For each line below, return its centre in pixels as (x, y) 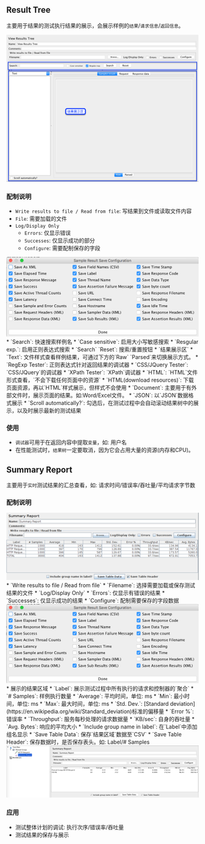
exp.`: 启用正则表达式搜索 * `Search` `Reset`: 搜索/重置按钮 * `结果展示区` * (100, 349)
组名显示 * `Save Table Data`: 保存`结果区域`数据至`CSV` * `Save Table (94, 734)
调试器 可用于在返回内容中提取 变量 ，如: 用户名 (71, 442)
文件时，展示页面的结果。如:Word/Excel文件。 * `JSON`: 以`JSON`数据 (100, 395)
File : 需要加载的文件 (41, 219)
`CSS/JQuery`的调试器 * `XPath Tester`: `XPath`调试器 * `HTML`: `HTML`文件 (102, 372)
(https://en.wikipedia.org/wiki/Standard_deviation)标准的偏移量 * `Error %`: (100, 711)
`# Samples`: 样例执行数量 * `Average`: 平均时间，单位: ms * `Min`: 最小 (95, 696)
